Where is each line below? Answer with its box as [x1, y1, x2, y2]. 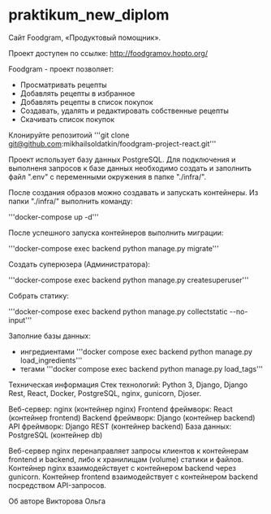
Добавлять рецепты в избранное [19, 88, 135, 98]
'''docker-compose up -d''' [8, 211, 99, 221]
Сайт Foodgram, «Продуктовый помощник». [8, 33, 161, 42]
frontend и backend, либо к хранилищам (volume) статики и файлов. [8, 454, 244, 464]
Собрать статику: [8, 290, 69, 300]
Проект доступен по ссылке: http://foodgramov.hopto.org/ [8, 48, 209, 58]
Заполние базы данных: [8, 331, 92, 341]
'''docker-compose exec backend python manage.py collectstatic [8, 307, 228, 316]
